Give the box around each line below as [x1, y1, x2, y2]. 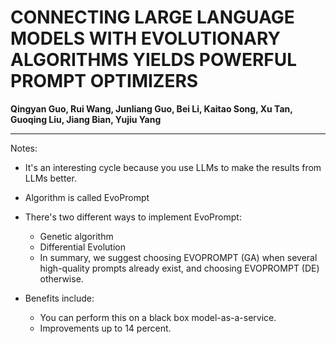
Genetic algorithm [39, 230, 114, 242]
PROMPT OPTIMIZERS [10, 70, 199, 93]
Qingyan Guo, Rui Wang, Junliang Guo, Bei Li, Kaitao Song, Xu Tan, [10, 102, 293, 115]
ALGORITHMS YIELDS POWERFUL [10, 49, 298, 71]
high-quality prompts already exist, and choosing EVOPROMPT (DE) [39, 262, 320, 274]
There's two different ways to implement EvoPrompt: [24, 211, 242, 223]
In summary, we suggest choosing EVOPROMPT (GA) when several [39, 251, 318, 263]
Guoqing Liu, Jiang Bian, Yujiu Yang [10, 113, 162, 125]
